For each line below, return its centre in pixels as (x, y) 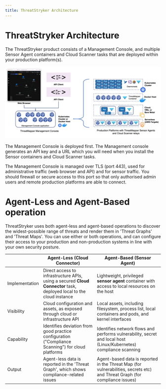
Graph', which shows (64, 369)
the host (105, 291)
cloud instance (58, 296)
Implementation (23, 283)
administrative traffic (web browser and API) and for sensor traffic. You (77, 171)
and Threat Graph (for (119, 375)
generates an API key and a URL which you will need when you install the (80, 151)
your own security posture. (33, 247)
